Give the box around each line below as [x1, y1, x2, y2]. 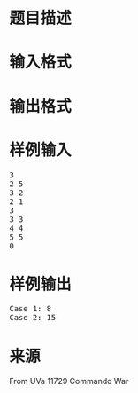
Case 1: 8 [9, 303, 51, 314]
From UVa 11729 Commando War [9, 376, 129, 387]
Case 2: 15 [9, 312, 57, 323]
